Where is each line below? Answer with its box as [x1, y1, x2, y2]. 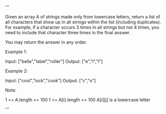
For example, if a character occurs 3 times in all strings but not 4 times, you [5, 24, 160, 30]
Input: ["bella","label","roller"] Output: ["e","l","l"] [5, 58, 103, 64]
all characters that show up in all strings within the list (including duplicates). [5, 19, 161, 25]
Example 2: [5, 68, 28, 74]
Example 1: [5, 49, 27, 55]
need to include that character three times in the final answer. [5, 30, 130, 35]
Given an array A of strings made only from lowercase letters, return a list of [5, 14, 161, 19]
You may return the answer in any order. [5, 39, 87, 45]
